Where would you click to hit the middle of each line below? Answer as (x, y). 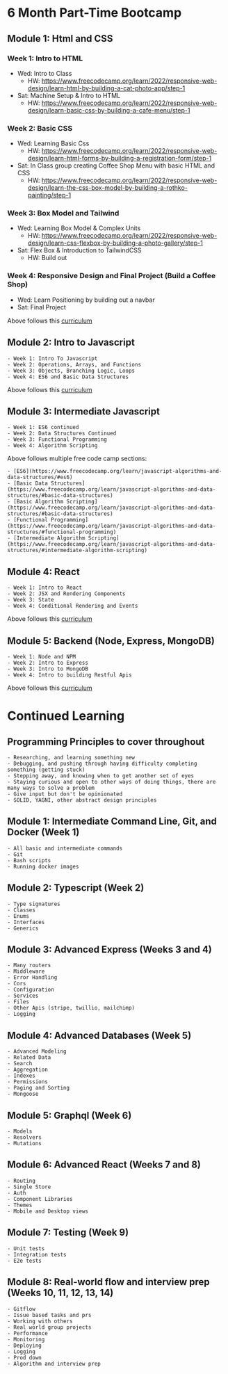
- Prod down (24, 1357)
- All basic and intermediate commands (65, 848)
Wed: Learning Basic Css (53, 143)
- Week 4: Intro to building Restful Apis (70, 675)
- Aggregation (28, 1070)
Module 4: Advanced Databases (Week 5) (99, 1035)
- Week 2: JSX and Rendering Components (67, 594)
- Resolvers (24, 1138)
